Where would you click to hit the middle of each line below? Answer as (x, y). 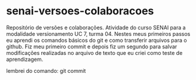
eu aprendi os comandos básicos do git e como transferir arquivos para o (97, 40)
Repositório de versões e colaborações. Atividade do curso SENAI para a (96, 27)
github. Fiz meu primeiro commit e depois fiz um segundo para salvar (92, 47)
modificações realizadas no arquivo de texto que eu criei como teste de (94, 53)
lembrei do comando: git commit (46, 70)
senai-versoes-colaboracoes (80, 11)
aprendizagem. (25, 59)
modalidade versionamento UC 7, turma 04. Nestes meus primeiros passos (98, 33)
